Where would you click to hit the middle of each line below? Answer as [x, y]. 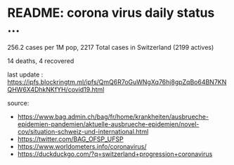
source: [18, 103]
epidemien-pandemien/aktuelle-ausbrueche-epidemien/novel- [108, 124]
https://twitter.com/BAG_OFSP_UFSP [71, 139]
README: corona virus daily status [111, 13]
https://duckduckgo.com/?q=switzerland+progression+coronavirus [115, 154]
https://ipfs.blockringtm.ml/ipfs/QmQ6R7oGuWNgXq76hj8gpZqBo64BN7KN [117, 81]
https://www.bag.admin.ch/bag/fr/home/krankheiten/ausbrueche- [113, 117]
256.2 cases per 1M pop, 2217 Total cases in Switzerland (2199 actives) [111, 47]
